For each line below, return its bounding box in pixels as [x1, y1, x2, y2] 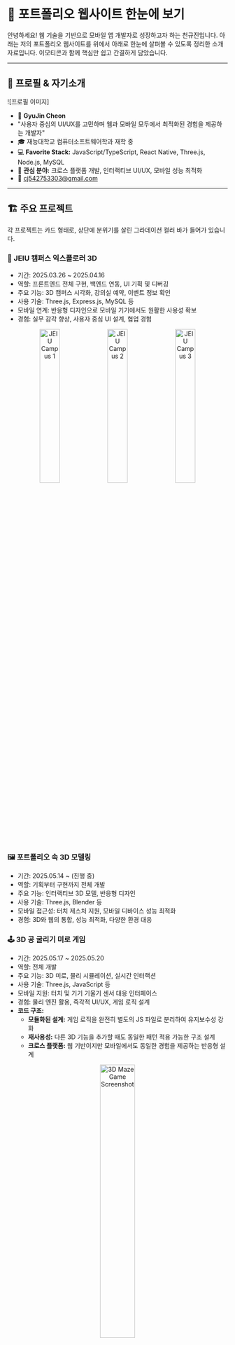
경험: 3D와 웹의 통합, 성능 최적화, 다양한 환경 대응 [17, 916, 152, 924]
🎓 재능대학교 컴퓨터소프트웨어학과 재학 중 [17, 137, 134, 146]
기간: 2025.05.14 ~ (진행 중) [17, 871, 95, 880]
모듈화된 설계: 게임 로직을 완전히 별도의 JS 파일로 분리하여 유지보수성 [27, 1015, 217, 1023]
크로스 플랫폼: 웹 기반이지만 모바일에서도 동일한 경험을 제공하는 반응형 [27, 1042, 219, 1050]
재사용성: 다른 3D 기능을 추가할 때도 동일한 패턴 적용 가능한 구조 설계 [27, 1033, 215, 1041]
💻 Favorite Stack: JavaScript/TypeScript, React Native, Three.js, [17, 148, 206, 156]
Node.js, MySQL [17, 158, 65, 166]
